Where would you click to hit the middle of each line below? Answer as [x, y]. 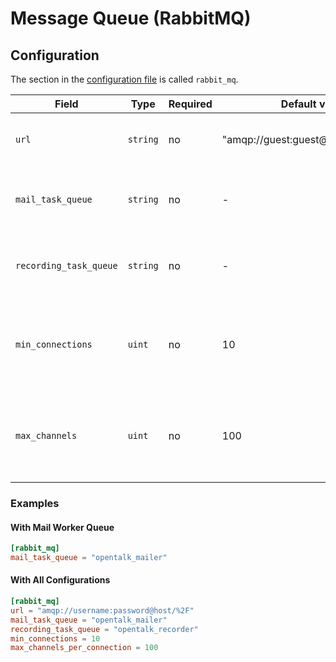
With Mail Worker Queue [62, 527]
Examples [35, 503]
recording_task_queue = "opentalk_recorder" [104, 629]
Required [190, 104]
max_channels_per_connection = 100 [84, 648]
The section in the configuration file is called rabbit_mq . [124, 79]
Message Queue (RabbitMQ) [131, 18]
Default [298, 104]
